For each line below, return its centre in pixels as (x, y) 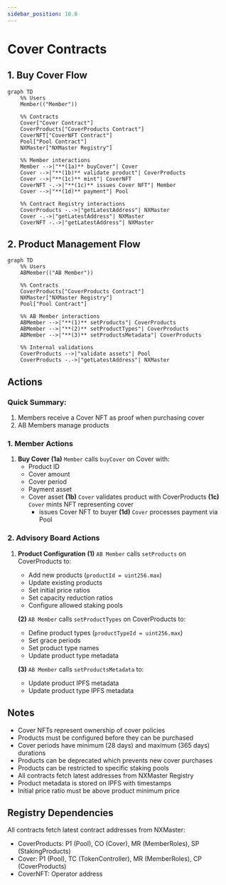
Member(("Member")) (49, 104)
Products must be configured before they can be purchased (106, 738)
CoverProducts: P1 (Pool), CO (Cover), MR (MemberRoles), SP (108, 844)
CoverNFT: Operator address (60, 874)
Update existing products (65, 582)
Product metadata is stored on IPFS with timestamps (95, 783)
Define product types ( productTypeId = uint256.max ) (106, 632)
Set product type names (64, 647)
